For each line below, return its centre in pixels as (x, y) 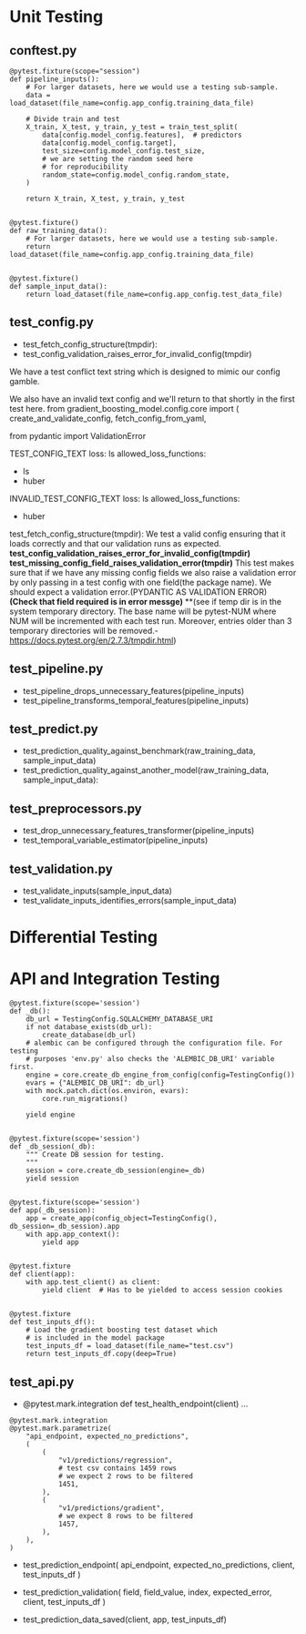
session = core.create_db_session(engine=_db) (116, 1171)
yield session (52, 1179)
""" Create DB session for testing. (96, 1155)
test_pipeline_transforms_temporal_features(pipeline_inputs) (136, 700)
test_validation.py (61, 868)
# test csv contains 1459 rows (117, 1468)
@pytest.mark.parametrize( (61, 1428)
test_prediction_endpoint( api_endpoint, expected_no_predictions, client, (158, 1565)
